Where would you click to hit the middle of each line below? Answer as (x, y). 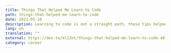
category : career (24, 43)
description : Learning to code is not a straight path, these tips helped (86, 24)
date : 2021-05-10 (24, 19)
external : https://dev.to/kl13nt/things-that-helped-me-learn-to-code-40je (87, 38)
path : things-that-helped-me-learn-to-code (52, 15)
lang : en (15, 29)
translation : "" (22, 33)
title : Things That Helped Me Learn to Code (53, 10)
